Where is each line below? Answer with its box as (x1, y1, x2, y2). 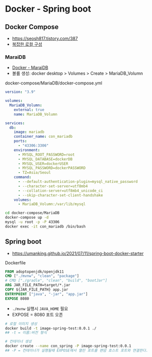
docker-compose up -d (5, 215, 49, 220)
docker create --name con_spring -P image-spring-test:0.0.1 (5, 343, 132, 349)
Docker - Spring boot (5, 3, 91, 15)
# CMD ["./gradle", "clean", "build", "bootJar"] (5, 278, 108, 283)
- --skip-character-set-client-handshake (17, 193, 103, 197)
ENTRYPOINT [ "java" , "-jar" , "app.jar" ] (5, 292, 88, 296)
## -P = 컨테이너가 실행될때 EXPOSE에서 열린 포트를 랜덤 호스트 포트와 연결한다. (5, 348, 148, 353)
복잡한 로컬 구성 (12, 41, 42, 47)
